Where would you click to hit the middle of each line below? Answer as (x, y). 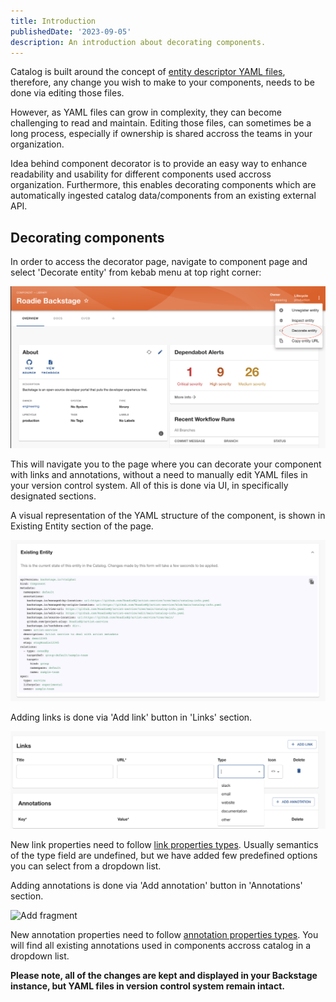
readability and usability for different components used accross (141, 174)
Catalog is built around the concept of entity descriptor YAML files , (148, 72)
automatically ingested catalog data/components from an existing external (163, 196)
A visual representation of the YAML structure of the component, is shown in (168, 515)
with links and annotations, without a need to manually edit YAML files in (159, 474)
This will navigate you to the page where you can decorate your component (166, 464)
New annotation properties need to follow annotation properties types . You (164, 934)
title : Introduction (53, 21)
